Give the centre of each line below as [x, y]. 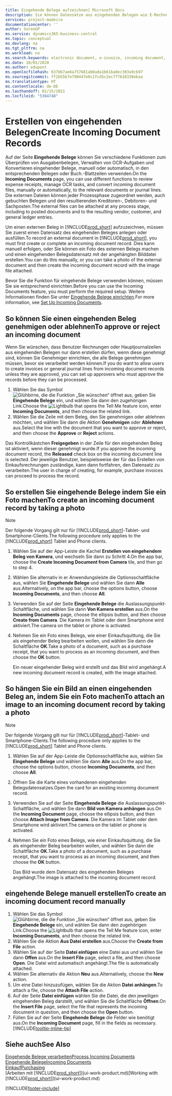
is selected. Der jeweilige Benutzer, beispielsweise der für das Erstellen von [85, 460]
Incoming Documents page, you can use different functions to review [79, 179]
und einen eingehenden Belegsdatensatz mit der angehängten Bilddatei [81, 254]
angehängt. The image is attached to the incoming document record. [84, 877]
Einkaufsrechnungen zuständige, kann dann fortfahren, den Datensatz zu [82, 465]
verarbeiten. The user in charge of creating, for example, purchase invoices [84, 470]
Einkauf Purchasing [25, 1068]
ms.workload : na [23, 53]
